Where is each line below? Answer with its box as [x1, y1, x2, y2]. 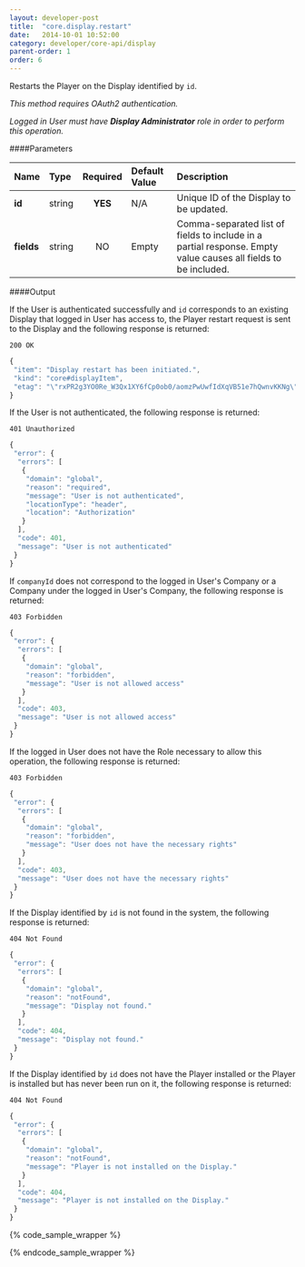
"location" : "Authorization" [25, 508, 136, 518]
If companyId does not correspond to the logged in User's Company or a [9, 575, 277, 587]
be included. [176, 263, 230, 276]
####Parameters [9, 143, 74, 154]
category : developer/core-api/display [9, 38, 156, 48]
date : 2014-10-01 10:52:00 [9, 30, 120, 39]
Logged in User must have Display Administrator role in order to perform [9, 116, 285, 126]
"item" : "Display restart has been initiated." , [13, 365, 202, 374]
